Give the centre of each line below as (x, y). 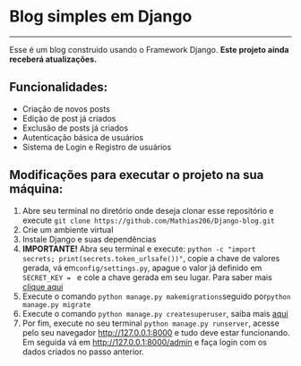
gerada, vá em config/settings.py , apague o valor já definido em (142, 268)
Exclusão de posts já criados (75, 128)
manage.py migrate (56, 305)
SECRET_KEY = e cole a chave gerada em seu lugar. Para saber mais (147, 277)
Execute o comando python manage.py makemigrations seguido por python (156, 296)
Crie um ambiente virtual (68, 229)
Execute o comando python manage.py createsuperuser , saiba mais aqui (155, 313)
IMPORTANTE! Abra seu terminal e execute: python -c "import (139, 249)
